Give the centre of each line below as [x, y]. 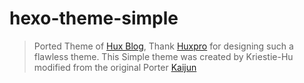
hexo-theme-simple [94, 18]
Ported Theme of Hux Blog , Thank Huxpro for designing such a [163, 46]
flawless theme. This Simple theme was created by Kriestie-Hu [163, 56]
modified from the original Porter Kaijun [115, 67]
